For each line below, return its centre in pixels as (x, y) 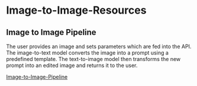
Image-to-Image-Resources (76, 10)
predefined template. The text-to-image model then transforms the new (93, 59)
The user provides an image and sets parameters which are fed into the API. (99, 46)
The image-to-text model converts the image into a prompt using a (87, 53)
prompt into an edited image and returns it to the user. (72, 65)
